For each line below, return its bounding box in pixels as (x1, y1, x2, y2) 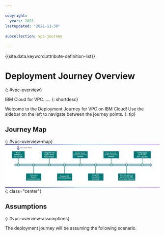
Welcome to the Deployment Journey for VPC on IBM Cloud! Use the (5, 106, 144, 112)
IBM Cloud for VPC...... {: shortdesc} (5, 96, 79, 102)
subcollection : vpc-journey (5, 34, 63, 39)
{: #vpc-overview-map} (5, 138, 53, 144)
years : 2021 (9, 18, 34, 23)
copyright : (5, 13, 27, 18)
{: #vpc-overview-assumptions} (5, 215, 70, 221)
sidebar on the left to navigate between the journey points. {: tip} (5, 111, 136, 117)
